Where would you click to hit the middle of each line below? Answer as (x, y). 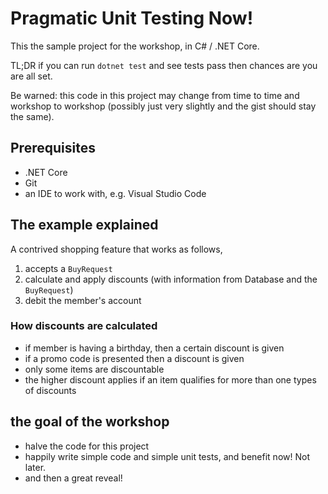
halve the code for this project (87, 446)
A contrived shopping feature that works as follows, (116, 249)
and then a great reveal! (73, 478)
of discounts (50, 390)
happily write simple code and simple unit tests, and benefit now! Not (167, 456)
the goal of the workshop (90, 422)
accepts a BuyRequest (68, 268)
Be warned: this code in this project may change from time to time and (155, 95)
